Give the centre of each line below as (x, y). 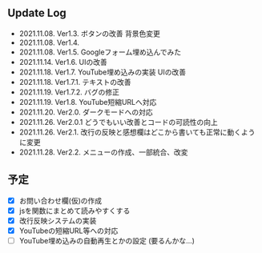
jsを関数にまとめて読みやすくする (75, 211)
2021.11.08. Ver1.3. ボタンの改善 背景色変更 (90, 33)
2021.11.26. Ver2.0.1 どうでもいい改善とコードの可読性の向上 (118, 122)
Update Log (37, 13)
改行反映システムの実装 (58, 220)
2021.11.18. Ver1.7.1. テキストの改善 (75, 82)
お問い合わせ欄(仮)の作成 (60, 200)
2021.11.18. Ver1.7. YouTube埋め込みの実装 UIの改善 (103, 72)
